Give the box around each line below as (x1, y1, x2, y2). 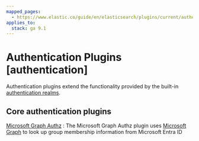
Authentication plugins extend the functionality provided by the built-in (6, 83, 179, 90)
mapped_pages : (6, 8, 41, 15)
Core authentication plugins (6, 106, 111, 116)
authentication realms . (6, 89, 61, 97)
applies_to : (6, 20, 36, 25)
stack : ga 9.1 (11, 25, 46, 31)
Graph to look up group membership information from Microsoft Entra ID (6, 129, 182, 135)
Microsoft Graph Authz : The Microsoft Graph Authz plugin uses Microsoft (6, 122, 187, 129)
